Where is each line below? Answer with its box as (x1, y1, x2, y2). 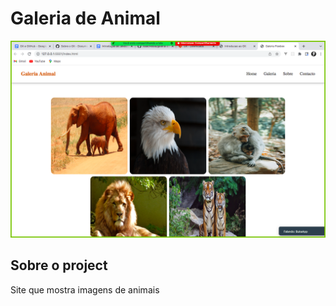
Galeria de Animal (10, 7, 161, 30)
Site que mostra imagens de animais (10, 283, 160, 296)
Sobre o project (10, 257, 108, 274)
